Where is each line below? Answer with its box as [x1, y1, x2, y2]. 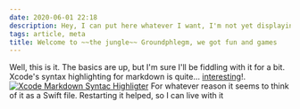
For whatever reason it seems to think [150, 81, 289, 91]
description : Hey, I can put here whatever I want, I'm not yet [9, 21, 254, 30]
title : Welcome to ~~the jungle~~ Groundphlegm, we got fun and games [9, 37, 278, 47]
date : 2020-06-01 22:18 [9, 12, 98, 22]
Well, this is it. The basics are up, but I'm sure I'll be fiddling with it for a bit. [9, 62, 286, 73]
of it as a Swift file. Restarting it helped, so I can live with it [9, 90, 224, 101]
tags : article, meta [9, 29, 87, 38]
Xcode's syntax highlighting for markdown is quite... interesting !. [9, 72, 246, 82]
